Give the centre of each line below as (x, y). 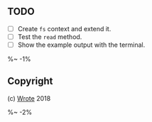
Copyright (30, 81)
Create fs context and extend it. (64, 28)
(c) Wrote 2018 (29, 98)
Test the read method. (50, 37)
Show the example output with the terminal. (81, 45)
